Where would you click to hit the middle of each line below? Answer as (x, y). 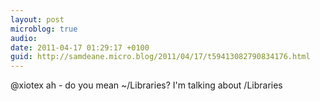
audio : (24, 38)
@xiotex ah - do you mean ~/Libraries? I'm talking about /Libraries (146, 85)
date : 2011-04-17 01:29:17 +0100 (80, 47)
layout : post (37, 19)
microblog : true (44, 29)
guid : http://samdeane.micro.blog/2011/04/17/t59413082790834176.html (160, 57)
